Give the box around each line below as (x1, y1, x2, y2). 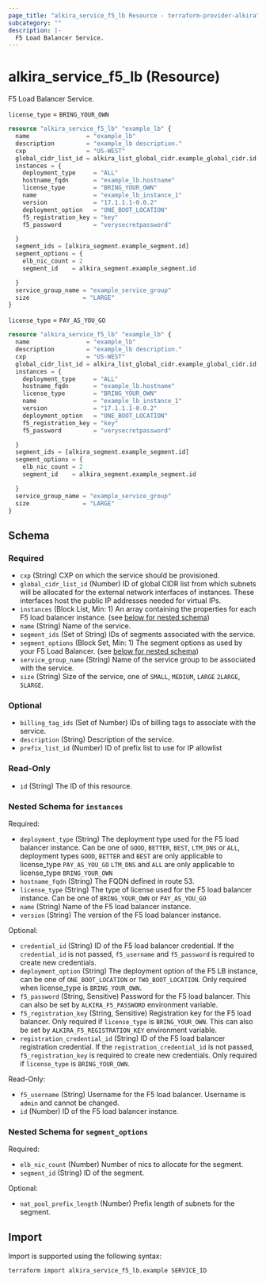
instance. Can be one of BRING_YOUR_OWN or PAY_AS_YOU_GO (19, 893, 207, 903)
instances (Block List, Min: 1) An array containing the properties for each (19, 605, 256, 614)
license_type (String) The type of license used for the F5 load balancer (19, 885, 253, 895)
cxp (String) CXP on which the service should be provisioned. (19, 570, 220, 580)
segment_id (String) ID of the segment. (19, 1168, 145, 1178)
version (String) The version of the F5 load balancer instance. (19, 910, 222, 920)
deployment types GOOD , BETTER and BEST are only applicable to (19, 851, 223, 861)
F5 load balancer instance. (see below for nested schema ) (19, 612, 210, 623)
